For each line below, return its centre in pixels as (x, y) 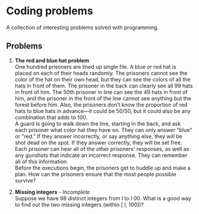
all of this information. (41, 161)
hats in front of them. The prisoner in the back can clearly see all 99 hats (104, 86)
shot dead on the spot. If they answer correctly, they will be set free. (98, 142)
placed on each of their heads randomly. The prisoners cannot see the (101, 73)
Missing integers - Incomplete (52, 192)
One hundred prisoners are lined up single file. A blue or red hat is (95, 67)
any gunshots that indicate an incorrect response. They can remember (101, 155)
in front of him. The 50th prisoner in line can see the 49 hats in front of (101, 92)
